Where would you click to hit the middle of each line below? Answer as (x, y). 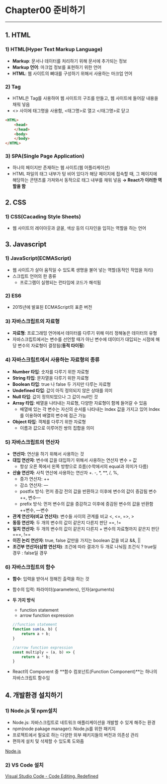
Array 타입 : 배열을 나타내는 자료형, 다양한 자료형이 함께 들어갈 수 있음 (80, 403)
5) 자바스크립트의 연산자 (32, 442)
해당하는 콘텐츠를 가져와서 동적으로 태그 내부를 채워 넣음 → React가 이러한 (84, 180)
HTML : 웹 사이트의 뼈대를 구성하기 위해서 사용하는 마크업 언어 (72, 73)
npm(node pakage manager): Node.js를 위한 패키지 (64, 729)
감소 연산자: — (34, 485)
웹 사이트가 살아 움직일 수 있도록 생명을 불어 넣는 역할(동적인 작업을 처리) (83, 270)
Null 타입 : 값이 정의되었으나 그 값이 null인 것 (55, 396)
